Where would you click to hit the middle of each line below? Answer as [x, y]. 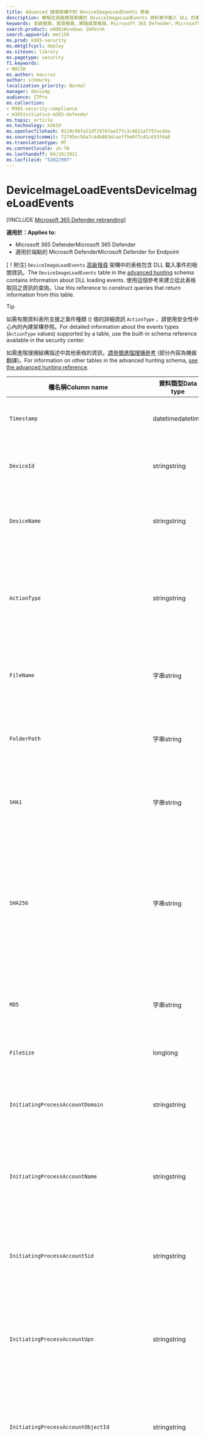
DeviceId [22, 466]
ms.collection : [26, 103]
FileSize [22, 1053]
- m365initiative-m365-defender [47, 114]
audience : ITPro [27, 97]
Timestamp [23, 419]
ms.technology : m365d [34, 126]
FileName [22, 675]
